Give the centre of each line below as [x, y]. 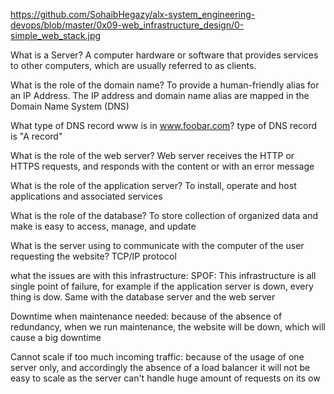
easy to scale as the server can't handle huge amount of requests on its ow [165, 378]
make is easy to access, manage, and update [103, 226]
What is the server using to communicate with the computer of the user [157, 245]
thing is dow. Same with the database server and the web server [143, 297]
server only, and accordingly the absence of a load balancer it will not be [160, 367]
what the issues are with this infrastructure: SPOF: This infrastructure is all [163, 275]
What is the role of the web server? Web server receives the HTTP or [152, 155]
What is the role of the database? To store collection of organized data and [164, 215]
